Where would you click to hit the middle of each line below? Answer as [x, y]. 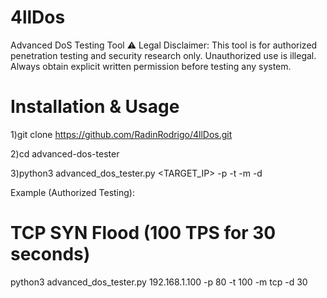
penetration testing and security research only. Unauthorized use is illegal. [163, 55]
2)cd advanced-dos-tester [65, 153]
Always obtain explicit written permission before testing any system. [151, 66]
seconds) [50, 254]
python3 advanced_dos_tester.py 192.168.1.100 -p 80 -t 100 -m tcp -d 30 [159, 282]
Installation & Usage [95, 107]
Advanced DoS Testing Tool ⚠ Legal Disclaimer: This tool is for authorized [164, 45]
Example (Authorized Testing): [73, 192]
